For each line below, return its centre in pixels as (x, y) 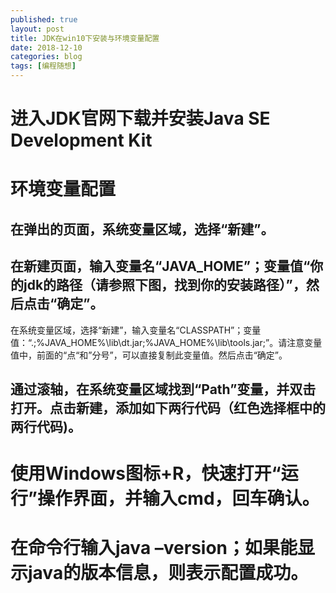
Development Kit (81, 140)
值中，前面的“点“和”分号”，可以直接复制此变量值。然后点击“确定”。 (149, 355)
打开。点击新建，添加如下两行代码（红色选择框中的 (168, 407)
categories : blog (46, 57)
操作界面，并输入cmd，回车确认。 (178, 498)
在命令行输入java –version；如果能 (154, 548)
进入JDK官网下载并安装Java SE (140, 118)
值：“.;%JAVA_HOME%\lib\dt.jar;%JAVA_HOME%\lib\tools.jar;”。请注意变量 (166, 342)
